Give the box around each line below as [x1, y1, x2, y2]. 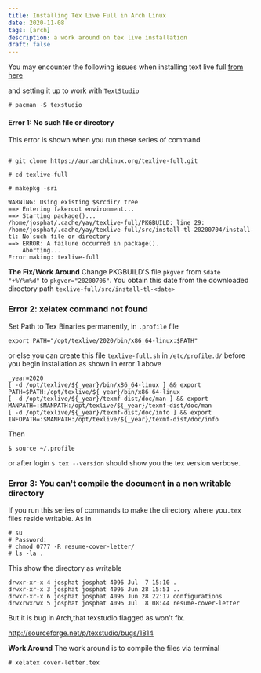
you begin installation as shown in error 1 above [8, 359, 162, 368]
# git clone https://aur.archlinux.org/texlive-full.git [8, 157, 198, 165]
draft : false [8, 41, 51, 49]
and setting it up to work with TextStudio [8, 86, 140, 95]
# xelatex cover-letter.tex [8, 658, 100, 667]
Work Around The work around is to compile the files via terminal [8, 643, 220, 653]
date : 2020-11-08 [8, 19, 65, 27]
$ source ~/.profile [8, 444, 76, 452]
